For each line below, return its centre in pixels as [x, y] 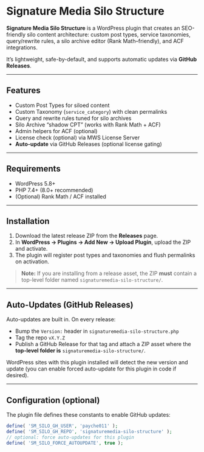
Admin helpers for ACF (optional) [56, 131]
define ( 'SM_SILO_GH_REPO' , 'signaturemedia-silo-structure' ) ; [89, 431]
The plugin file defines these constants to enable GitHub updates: [89, 415]
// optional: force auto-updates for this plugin [70, 437]
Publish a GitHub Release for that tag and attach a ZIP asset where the [103, 344]
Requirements [33, 169]
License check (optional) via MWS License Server [77, 137]
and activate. [31, 249]
